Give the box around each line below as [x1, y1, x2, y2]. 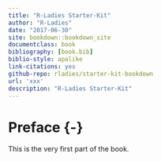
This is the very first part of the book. [8, 145, 129, 154]
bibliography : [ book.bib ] [8, 48, 93, 56]
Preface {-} [8, 119, 84, 136]
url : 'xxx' [8, 77, 44, 85]
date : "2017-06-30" [8, 26, 73, 34]
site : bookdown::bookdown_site [8, 33, 111, 42]
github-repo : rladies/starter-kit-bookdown [8, 70, 154, 78]
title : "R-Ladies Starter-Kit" [8, 11, 111, 20]
